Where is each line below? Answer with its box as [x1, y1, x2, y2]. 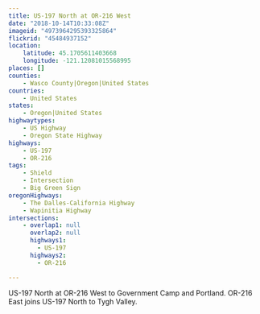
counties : [8, 72, 42, 80]
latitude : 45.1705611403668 [23, 49, 117, 57]
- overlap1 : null [23, 221, 81, 229]
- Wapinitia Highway [23, 206, 92, 214]
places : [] [8, 64, 45, 72]
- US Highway [23, 124, 67, 132]
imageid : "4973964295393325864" [8, 27, 117, 35]
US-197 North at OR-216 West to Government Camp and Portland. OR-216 [8, 287, 253, 298]
